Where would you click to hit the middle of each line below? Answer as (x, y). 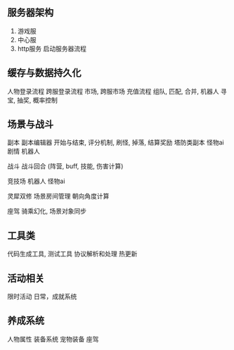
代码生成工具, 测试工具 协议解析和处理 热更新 (72, 254)
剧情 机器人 (24, 151)
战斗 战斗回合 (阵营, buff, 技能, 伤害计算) (65, 166)
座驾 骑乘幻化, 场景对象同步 (47, 211)
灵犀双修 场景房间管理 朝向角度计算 (58, 196)
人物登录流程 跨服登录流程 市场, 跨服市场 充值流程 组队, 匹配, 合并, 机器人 (113, 91)
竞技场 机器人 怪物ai (36, 181)
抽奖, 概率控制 (37, 100)
